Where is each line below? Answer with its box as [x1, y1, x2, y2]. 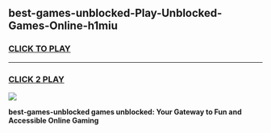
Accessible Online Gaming [8, 115, 99, 125]
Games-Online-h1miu [8, 19, 119, 33]
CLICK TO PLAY [8, 44, 71, 55]
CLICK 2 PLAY [8, 73, 65, 85]
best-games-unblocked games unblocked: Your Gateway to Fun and [8, 106, 242, 116]
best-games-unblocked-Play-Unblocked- [8, 6, 223, 20]
